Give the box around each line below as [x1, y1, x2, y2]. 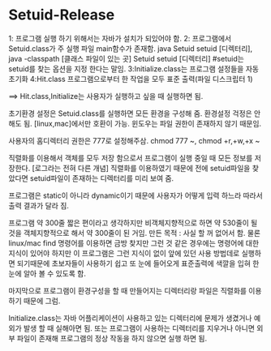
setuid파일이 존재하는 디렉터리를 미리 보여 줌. [29, 173, 174, 183]
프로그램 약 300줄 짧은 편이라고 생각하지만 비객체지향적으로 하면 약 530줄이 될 [8, 217, 258, 228]
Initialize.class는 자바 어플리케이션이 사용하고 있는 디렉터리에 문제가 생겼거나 [8, 313, 252, 323]
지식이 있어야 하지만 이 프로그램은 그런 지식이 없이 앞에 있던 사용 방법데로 [8, 248, 240, 258]
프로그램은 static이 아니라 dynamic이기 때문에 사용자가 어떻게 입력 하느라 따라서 [8, 190, 264, 200]
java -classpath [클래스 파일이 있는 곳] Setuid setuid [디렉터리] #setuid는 [8, 54, 245, 63]
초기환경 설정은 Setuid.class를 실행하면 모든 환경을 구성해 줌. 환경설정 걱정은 [8, 108, 253, 118]
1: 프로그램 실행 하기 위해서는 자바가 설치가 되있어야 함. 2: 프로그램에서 [8, 33, 232, 43]
